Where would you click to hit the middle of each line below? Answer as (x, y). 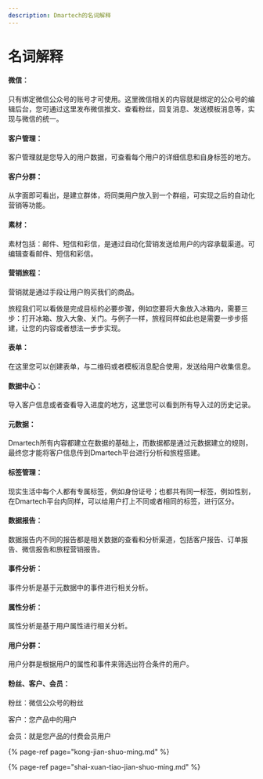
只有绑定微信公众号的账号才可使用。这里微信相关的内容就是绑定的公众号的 (128, 100)
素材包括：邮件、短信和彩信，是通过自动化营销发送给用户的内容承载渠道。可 (131, 243)
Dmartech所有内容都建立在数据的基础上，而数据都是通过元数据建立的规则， (130, 443)
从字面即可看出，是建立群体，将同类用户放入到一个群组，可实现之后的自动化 (131, 195)
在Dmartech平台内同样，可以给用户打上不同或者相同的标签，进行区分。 (123, 501)
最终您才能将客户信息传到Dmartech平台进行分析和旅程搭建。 (106, 453)
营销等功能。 (29, 206)
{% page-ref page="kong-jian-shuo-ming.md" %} (89, 752)
